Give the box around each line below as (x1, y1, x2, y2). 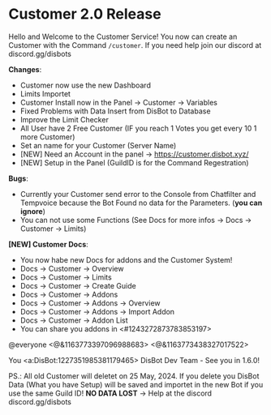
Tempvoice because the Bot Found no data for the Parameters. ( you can (19, 198, 263, 207)
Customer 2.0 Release (8, 5, 161, 24)
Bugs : (8, 173, 28, 183)
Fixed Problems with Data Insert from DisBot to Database (19, 106, 211, 116)
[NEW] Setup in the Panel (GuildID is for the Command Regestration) (19, 157, 249, 167)
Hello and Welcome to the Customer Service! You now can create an (8, 32, 238, 41)
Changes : (8, 64, 42, 74)
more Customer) (19, 131, 75, 142)
